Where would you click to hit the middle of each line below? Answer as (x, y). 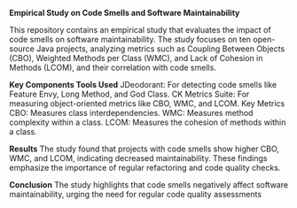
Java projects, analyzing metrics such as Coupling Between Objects (161, 49)
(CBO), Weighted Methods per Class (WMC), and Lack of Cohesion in (136, 58)
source (22, 49)
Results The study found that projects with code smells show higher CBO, (144, 149)
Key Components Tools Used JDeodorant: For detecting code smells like (143, 85)
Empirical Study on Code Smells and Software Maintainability (125, 13)
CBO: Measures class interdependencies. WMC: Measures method (131, 113)
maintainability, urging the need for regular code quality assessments (136, 194)
